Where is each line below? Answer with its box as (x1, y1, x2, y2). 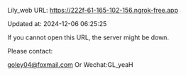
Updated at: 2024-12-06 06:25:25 (7, 20, 107, 27)
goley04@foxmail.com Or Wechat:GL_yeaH (7, 61, 133, 69)
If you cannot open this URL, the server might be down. (7, 33, 169, 42)
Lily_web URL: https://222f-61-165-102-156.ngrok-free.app (7, 6, 179, 14)
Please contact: (7, 47, 53, 55)
